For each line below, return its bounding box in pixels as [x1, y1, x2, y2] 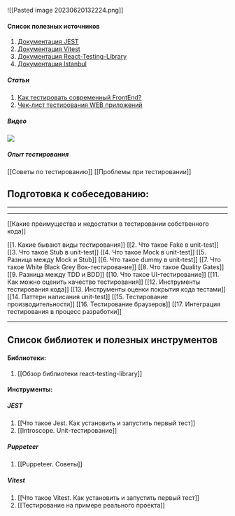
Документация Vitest [17, 45, 80, 53]
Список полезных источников [7, 22, 100, 30]
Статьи [7, 76, 30, 84]
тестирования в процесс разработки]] [7, 307, 122, 315]
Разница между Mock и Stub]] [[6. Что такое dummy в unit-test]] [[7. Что [7, 255, 222, 264]
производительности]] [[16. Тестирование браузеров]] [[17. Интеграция [7, 300, 221, 308]
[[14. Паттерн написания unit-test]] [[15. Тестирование [7, 292, 169, 301]
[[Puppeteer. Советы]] [17, 460, 83, 468]
